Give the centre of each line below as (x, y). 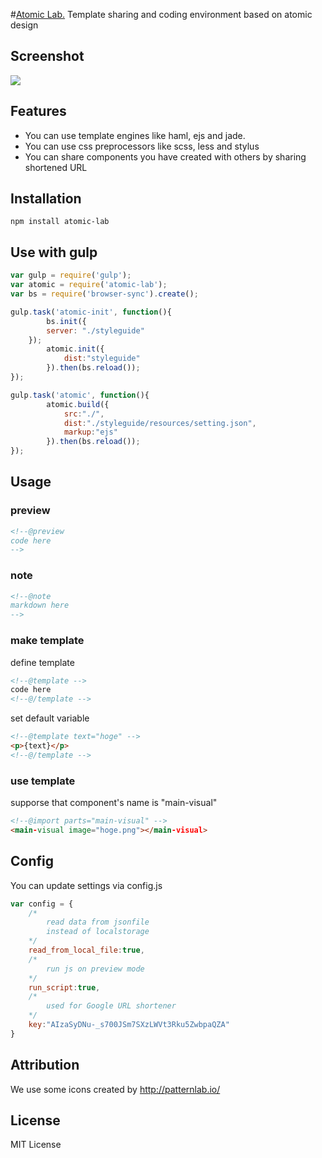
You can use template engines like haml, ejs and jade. (135, 135)
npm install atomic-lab (60, 222)
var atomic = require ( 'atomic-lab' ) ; (89, 285)
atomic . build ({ (78, 404)
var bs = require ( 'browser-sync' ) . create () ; (104, 294)
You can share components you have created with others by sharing (165, 156)
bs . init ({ (66, 321)
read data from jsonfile (98, 922)
